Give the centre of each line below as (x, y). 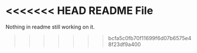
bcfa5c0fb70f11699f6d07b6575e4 (150, 38)
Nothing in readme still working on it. (50, 27)
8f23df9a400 (124, 44)
